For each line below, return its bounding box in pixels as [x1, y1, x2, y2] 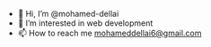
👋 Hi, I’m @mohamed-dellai [17, 9, 119, 19]
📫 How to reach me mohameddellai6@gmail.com [17, 27, 202, 38]
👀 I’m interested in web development [17, 18, 154, 28]
